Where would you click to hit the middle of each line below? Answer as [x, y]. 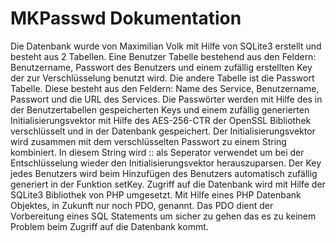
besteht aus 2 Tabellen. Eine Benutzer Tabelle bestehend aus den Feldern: [163, 56]
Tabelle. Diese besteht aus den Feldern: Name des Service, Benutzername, [165, 88]
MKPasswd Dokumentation [126, 18]
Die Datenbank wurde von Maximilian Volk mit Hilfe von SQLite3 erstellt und [166, 46]
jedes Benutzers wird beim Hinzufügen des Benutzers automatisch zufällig [164, 173]
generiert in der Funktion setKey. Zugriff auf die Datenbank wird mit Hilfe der [168, 184]
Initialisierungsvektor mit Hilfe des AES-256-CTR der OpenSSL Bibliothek [161, 120]
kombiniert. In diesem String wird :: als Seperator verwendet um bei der [157, 152]
